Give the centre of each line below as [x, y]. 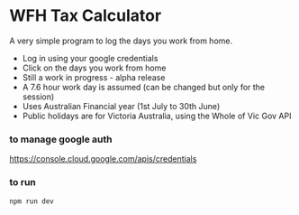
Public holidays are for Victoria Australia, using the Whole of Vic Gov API [157, 116]
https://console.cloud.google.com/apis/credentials [103, 159]
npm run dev [32, 201]
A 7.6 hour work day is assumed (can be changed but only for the [144, 87]
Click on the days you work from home [94, 68]
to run [23, 182]
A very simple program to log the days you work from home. [121, 41]
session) [38, 97]
